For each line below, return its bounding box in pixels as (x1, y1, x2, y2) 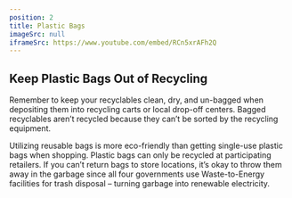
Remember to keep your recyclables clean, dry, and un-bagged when (9, 95, 264, 105)
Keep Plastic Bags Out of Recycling (9, 70, 208, 86)
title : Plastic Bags (9, 21, 86, 30)
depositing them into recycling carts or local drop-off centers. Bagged (9, 104, 266, 115)
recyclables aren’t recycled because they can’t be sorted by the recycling (9, 113, 279, 125)
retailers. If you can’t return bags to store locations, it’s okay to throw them (9, 160, 282, 170)
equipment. (9, 123, 52, 134)
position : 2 (9, 12, 53, 22)
